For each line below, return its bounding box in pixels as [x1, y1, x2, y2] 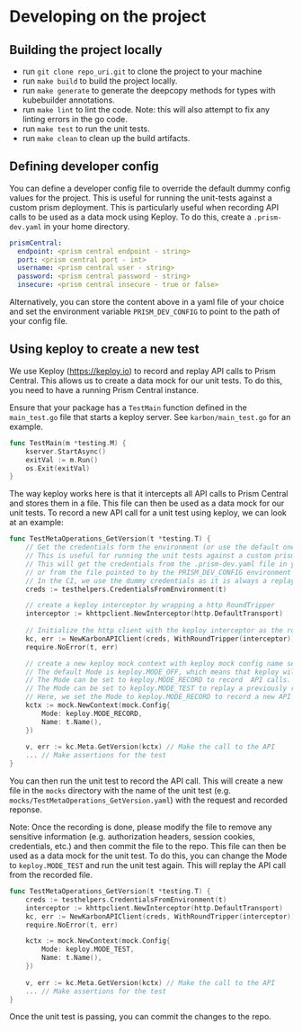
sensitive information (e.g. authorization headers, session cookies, [9, 831, 255, 842]
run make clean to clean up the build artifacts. [22, 133, 191, 143]
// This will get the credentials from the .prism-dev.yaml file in [25, 560, 288, 569]
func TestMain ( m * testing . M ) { [9, 438, 127, 447]
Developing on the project [9, 6, 207, 27]
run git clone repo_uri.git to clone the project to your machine [22, 66, 262, 76]
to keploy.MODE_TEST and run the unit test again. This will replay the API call [9, 860, 286, 870]
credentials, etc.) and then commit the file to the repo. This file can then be [9, 841, 287, 851]
